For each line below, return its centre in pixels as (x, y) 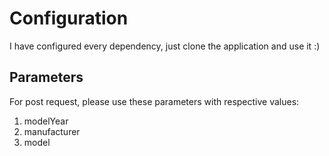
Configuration (69, 18)
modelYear (46, 121)
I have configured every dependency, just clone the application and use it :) (165, 46)
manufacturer (52, 131)
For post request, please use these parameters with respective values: (154, 101)
